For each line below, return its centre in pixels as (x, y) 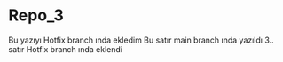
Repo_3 (36, 15)
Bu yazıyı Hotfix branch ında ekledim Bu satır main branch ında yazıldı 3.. (141, 40)
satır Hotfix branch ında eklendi (66, 49)
